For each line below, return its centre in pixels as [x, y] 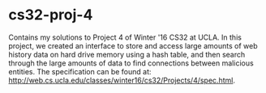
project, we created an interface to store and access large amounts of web [133, 45]
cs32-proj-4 [51, 15]
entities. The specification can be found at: [80, 71]
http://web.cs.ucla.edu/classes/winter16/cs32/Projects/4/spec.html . [122, 80]
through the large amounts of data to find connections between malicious [131, 63]
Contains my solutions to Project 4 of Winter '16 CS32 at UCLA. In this [125, 37]
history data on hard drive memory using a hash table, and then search [127, 54]
